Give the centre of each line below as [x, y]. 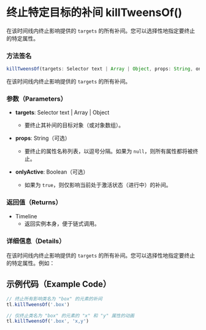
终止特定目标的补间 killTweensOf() [94, 13]
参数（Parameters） [37, 99]
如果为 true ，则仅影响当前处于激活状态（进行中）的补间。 [98, 185]
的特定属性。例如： [31, 263]
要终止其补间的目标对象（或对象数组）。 [74, 125]
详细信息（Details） [36, 241]
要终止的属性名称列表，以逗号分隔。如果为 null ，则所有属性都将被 [109, 152]
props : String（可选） [43, 138]
